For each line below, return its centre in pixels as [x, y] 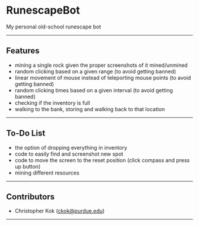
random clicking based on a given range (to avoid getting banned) [95, 71]
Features [23, 51]
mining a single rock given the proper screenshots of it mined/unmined [101, 65]
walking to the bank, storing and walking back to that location [90, 109]
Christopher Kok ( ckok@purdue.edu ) [60, 211]
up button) [28, 166]
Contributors [31, 197]
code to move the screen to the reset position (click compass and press [102, 160]
